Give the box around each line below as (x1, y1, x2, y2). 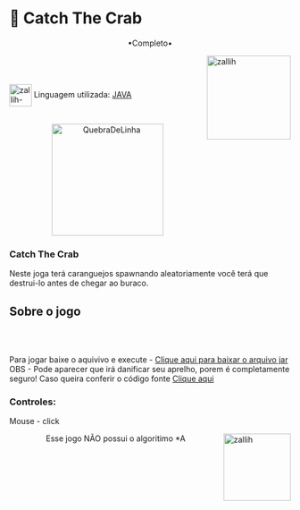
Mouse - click (9, 416, 60, 427)
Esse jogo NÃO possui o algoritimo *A (46, 433, 186, 444)
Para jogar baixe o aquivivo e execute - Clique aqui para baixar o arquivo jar (9, 354, 288, 365)
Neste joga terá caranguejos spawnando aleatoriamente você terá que (9, 268, 269, 279)
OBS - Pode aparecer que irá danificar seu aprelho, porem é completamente (9, 364, 290, 375)
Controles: (9, 395, 56, 408)
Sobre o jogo (9, 303, 81, 319)
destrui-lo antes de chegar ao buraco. (9, 277, 149, 289)
